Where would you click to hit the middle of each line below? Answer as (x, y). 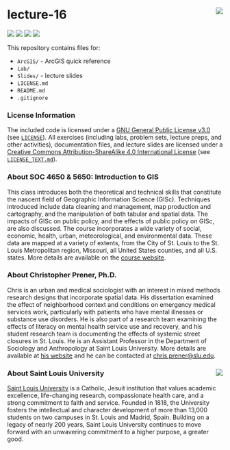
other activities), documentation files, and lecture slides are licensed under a (115, 145)
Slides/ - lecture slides (50, 75)
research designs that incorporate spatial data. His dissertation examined (110, 297)
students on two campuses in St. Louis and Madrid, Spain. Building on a (108, 417)
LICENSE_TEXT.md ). (32, 159)
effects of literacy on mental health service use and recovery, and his (105, 326)
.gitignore (33, 98)
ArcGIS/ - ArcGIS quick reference (64, 61)
